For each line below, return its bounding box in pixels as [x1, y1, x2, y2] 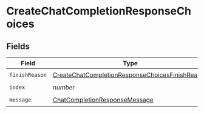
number [52, 83, 75, 91]
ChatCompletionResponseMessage [52, 95, 154, 104]
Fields [6, 41, 30, 51]
